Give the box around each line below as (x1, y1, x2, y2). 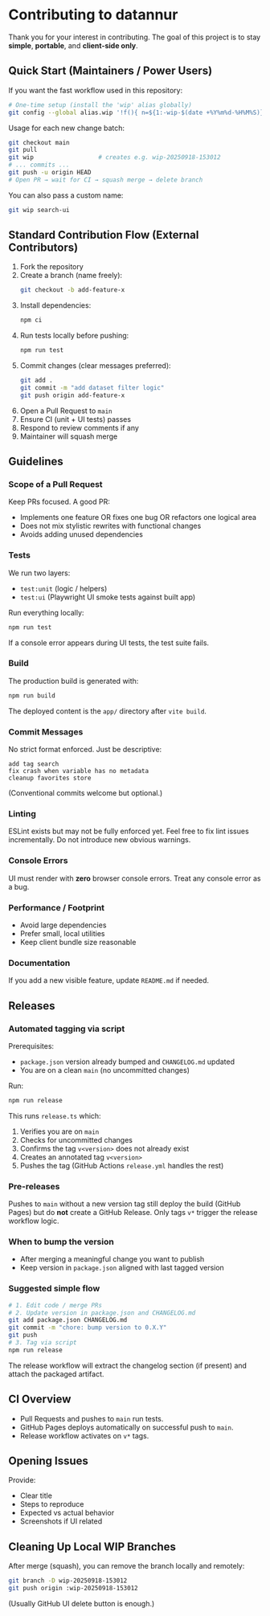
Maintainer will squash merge (19, 432, 118, 441)
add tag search (8, 760, 59, 768)
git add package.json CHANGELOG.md (8, 1316, 128, 1324)
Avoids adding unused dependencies (19, 530, 143, 539)
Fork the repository (19, 262, 84, 272)
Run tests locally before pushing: (19, 331, 129, 341)
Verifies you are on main (19, 1127, 100, 1136)
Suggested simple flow (8, 1283, 100, 1295)
